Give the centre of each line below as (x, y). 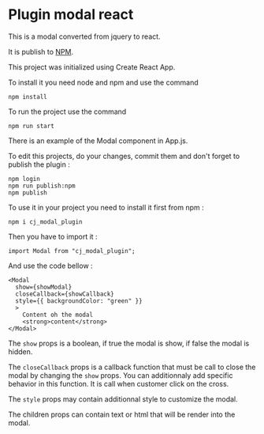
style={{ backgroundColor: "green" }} (79, 301)
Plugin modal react (71, 15)
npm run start (32, 126)
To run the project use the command (67, 111)
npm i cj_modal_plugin (45, 222)
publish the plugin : (39, 164)
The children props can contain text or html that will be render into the (122, 414)
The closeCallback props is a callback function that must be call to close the (132, 367)
